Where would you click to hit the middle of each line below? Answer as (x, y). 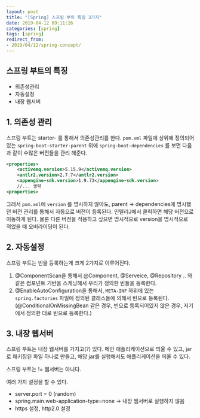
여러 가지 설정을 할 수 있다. (37, 382)
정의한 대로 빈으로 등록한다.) (59, 313)
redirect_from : (25, 40)
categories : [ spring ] (33, 28)
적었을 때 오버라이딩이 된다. (38, 226)
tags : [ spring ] (25, 34)
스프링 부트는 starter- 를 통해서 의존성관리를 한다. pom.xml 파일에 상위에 (90, 138)
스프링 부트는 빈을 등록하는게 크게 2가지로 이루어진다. (68, 263)
